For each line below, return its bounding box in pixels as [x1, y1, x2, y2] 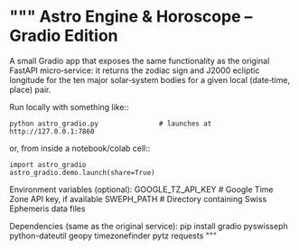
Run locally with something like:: [9, 101, 129, 112]
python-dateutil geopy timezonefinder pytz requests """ [9, 230, 218, 241]
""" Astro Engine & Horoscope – [9, 6, 253, 27]
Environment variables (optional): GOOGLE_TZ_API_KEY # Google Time [9, 183, 274, 195]
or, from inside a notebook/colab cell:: [9, 143, 151, 153]
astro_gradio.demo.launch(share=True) [9, 168, 155, 177]
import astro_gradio [9, 160, 88, 169]
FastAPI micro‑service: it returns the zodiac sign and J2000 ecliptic [9, 65, 260, 76]
